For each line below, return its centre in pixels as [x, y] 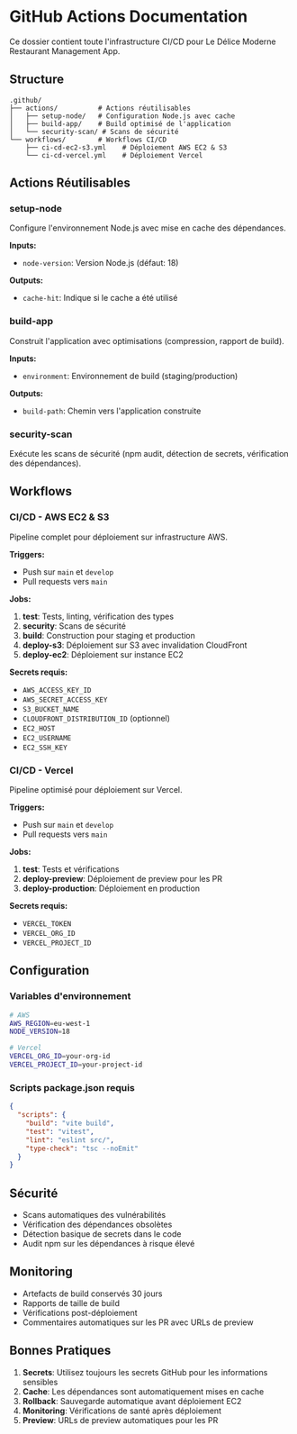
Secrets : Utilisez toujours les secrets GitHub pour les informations [145, 1372]
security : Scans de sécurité [74, 626]
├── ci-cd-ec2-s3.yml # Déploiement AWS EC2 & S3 [126, 147]
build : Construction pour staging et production [109, 635]
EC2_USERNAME [47, 738]
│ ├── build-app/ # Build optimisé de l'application [120, 123]
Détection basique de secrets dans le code [102, 1234]
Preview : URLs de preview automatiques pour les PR [120, 1420]
